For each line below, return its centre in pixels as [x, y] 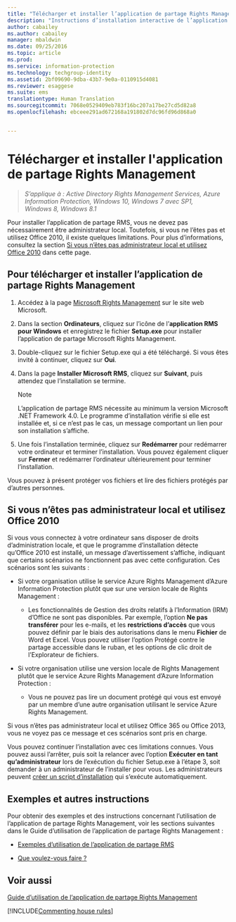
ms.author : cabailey [38, 33]
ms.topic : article [34, 54]
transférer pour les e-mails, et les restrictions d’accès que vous [122, 625]
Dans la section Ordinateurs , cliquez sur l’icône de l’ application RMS [118, 323]
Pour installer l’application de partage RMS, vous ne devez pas [98, 222]
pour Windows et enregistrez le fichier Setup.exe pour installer [110, 331]
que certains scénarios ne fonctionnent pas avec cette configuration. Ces [114, 560]
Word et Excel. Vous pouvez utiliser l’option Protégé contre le [116, 640]
